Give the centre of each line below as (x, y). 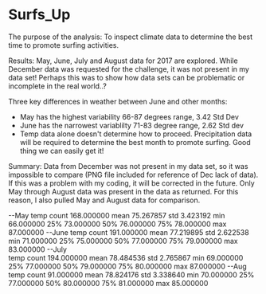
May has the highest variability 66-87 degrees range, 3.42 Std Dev (129, 116)
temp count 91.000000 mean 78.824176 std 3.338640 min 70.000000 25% (131, 274)
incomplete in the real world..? (58, 86)
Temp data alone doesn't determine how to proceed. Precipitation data (136, 134)
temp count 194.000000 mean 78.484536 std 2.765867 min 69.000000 (126, 257)
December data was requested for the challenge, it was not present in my (129, 69)
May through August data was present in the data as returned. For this (123, 191)
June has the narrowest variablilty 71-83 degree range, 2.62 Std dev (132, 125)
